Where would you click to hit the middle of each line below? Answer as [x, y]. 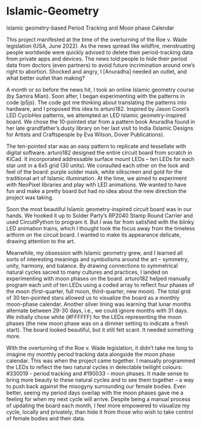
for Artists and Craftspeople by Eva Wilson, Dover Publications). [85, 134]
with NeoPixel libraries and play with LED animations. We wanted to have [96, 185]
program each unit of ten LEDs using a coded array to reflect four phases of [100, 285]
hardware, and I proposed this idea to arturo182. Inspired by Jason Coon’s [98, 109]
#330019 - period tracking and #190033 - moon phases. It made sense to [97, 373]
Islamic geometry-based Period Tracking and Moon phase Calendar [90, 28]
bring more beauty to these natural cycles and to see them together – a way [100, 380]
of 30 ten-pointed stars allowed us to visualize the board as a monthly [93, 297]
